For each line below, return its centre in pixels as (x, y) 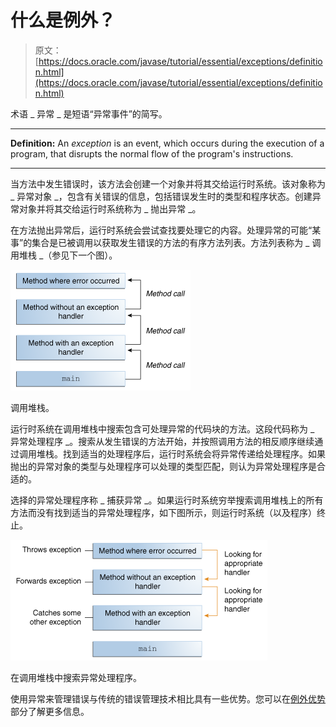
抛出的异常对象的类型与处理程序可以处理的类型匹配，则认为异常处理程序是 (163, 466)
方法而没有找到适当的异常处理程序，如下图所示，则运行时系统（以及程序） (163, 512)
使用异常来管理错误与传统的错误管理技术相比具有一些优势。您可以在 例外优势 (168, 698)
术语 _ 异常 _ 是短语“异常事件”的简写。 (89, 113)
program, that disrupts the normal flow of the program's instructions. (152, 153)
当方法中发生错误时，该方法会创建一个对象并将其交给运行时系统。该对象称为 (168, 183)
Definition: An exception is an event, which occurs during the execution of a (167, 143)
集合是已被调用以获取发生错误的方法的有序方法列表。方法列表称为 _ (170, 242)
